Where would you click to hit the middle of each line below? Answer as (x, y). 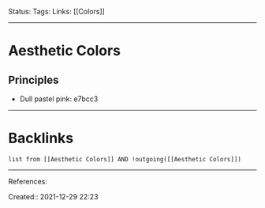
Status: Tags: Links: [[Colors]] (56, 11)
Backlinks (41, 138)
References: (28, 181)
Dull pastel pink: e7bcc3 (59, 99)
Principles (34, 79)
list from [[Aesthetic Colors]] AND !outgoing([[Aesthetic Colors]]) (125, 159)
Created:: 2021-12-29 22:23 (53, 196)
